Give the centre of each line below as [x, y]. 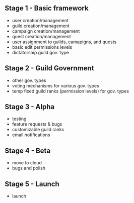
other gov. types [29, 80]
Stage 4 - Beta [28, 150]
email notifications [31, 135]
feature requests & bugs [37, 124]
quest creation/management [41, 36]
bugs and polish [29, 168]
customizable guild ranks [38, 130]
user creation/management [40, 20]
